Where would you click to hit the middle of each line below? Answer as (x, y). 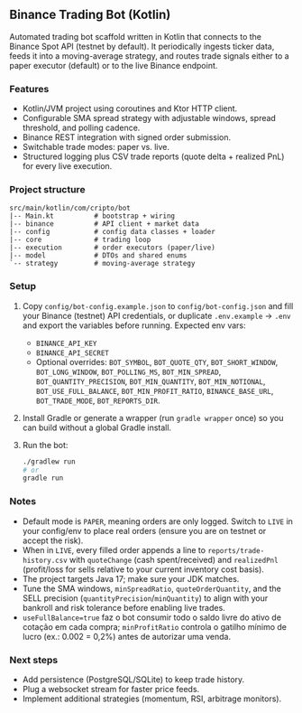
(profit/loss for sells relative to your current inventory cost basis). (143, 569)
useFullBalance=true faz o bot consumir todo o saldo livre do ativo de (152, 617)
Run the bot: (45, 445)
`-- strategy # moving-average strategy (102, 264)
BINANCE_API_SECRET (73, 353)
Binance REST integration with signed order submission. (127, 137)
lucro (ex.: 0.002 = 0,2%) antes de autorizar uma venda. (127, 636)
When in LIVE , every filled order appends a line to (114, 549)
